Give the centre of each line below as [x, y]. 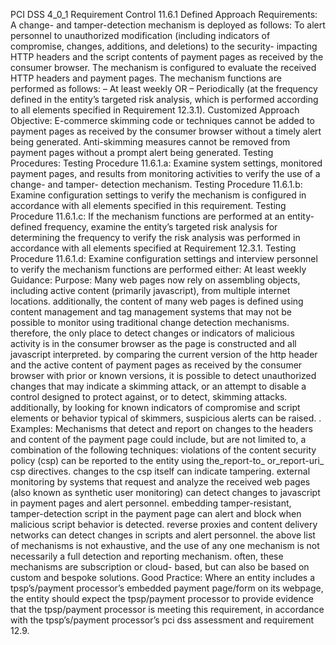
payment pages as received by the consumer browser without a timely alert [166, 131]
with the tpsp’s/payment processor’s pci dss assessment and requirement [162, 620]
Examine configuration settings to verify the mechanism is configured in [158, 195]
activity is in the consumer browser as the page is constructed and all [153, 343]
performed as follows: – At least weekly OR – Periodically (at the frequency [164, 88]
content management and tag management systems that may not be [151, 312]
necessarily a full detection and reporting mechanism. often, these [147, 556]
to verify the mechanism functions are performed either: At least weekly [158, 269]
